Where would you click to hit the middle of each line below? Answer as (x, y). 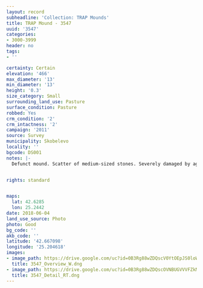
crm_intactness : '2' (32, 124)
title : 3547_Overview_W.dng (47, 264)
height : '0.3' (24, 91)
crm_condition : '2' (31, 119)
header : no (20, 46)
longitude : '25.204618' (36, 247)
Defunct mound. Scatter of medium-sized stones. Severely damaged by (101, 164)
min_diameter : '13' (31, 85)
